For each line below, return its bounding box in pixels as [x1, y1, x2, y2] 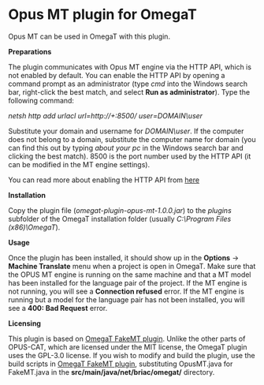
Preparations [8, 47, 52, 56]
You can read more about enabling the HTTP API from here [8, 175, 199, 185]
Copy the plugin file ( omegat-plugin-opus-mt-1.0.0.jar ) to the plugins [8, 205, 232, 215]
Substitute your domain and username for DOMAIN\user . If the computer [8, 126, 244, 136]
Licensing [8, 318, 42, 328]
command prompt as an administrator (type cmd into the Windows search [8, 79, 248, 88]
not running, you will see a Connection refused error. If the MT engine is [8, 286, 244, 296]
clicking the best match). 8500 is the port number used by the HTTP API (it [8, 151, 251, 161]
